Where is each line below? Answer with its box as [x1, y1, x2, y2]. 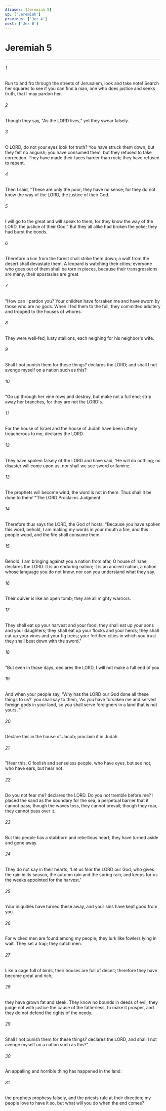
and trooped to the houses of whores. [5, 309, 83, 314]
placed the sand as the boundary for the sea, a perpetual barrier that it [5, 797, 149, 803]
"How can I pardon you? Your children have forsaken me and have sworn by [5, 298, 160, 304]
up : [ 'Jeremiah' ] [5, 12, 41, 17]
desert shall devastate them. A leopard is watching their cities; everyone [5, 261, 152, 267]
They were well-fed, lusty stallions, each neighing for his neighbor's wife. [5, 335, 155, 341]
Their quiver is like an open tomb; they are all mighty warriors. [5, 595, 131, 601]
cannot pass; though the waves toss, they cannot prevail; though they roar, [5, 802, 158, 808]
